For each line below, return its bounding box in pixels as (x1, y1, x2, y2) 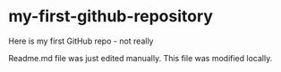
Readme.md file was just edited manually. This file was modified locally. (8, 52, 273, 63)
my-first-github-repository (8, 6, 214, 27)
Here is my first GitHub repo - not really (8, 36, 154, 46)
